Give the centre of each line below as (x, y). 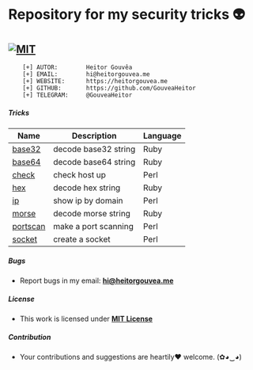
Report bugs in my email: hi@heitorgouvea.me (96, 280)
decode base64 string (94, 162)
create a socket (81, 239)
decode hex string (87, 188)
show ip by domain (88, 200)
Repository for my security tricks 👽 (127, 15)
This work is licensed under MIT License (86, 319)
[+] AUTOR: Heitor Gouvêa (77, 67)
